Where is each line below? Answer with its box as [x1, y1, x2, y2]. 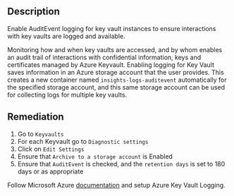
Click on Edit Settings [17, 145, 85, 153]
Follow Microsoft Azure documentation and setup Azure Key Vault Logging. [7, 180, 226, 189]
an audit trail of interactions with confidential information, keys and [7, 53, 202, 61]
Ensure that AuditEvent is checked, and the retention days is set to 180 [17, 159, 226, 168]
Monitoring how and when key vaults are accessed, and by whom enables [7, 45, 223, 54]
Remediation [7, 111, 65, 123]
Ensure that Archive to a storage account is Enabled [17, 152, 173, 161]
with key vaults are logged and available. [7, 32, 125, 40]
